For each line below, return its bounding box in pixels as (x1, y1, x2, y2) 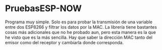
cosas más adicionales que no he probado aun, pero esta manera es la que (5, 29, 156, 35)
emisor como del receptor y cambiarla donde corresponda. (5, 39, 124, 45)
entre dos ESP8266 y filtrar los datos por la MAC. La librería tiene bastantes (5, 24, 157, 30)
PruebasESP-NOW (5, 3, 82, 14)
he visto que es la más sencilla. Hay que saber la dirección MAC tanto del (5, 34, 153, 40)
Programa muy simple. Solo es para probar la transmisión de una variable (5, 19, 153, 25)
